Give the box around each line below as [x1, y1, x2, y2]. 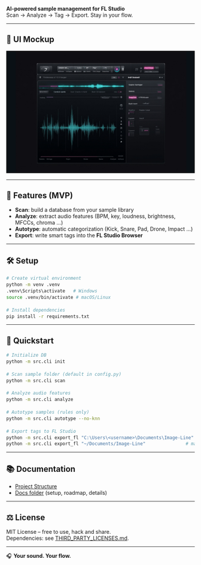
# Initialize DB [6, 352, 47, 358]
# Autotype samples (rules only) [6, 409, 90, 415]
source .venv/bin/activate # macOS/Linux [6, 294, 111, 300]
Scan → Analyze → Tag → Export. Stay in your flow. [6, 11, 133, 19]
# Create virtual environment [6, 276, 82, 282]
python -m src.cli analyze [6, 396, 74, 403]
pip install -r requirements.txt [6, 313, 90, 319]
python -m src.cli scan [6, 378, 66, 384]
